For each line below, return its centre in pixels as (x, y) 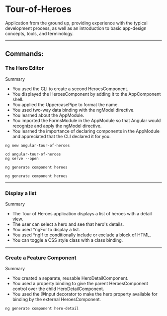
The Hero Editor (25, 68)
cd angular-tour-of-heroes (33, 154)
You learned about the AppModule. (48, 115)
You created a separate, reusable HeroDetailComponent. (70, 278)
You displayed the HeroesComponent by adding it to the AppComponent (86, 94)
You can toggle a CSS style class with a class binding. (68, 240)
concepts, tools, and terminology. (39, 33)
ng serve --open (22, 158)
